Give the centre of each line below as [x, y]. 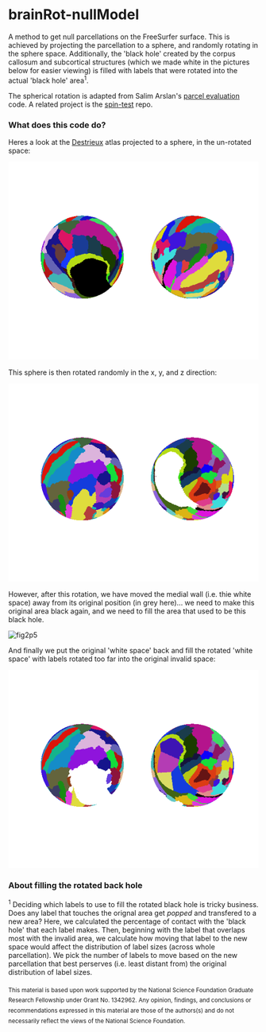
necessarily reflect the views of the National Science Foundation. [97, 1021]
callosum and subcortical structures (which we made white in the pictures [129, 62]
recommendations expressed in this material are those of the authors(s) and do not [121, 1011]
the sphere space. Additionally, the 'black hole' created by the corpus [122, 53]
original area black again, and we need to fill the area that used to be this [127, 611]
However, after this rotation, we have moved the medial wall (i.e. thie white [130, 594]
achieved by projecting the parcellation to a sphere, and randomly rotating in [133, 45]
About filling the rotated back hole [75, 886]
